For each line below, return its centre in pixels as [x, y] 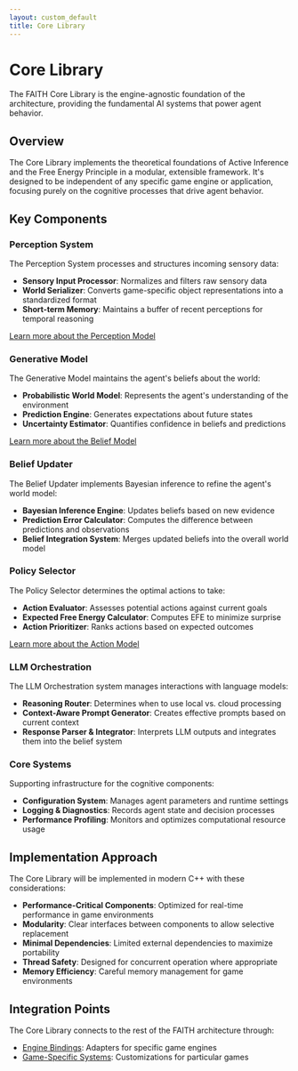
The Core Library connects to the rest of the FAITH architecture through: [142, 1031]
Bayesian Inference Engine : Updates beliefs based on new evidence [149, 510]
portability [41, 953]
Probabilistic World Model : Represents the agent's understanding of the [155, 396]
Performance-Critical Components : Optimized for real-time [133, 906]
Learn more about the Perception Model [82, 335]
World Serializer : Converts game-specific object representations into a [153, 290]
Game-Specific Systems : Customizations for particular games [135, 1057]
